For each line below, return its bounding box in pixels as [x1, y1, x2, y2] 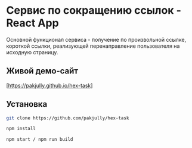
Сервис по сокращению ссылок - [6, 4, 182, 17]
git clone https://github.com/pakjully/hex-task [6, 115, 129, 121]
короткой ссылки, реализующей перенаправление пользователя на [6, 42, 180, 50]
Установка [6, 99, 48, 109]
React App [6, 16, 59, 30]
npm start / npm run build [6, 137, 73, 143]
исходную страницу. [6, 48, 58, 55]
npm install [6, 126, 36, 132]
